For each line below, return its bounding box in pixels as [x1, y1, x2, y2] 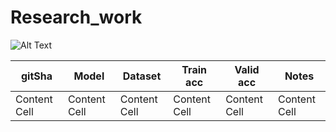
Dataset [122, 69, 162, 83]
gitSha [20, 69, 53, 83]
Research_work [10, 6, 143, 29]
